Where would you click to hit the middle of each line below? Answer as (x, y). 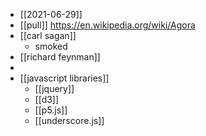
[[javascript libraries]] (64, 78)
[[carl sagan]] (48, 35)
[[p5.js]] (51, 110)
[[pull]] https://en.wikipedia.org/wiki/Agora (107, 25)
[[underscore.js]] (69, 120)
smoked (51, 46)
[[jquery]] (54, 88)
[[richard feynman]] (60, 57)
